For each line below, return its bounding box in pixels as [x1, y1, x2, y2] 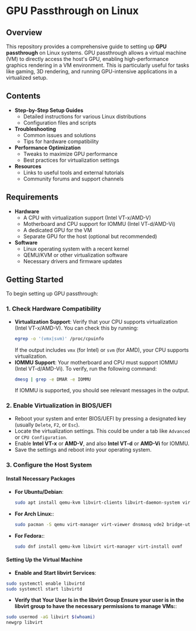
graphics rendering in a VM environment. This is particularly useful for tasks [6, 62, 190, 69]
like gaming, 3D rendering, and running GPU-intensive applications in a [6, 68, 177, 74]
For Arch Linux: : [14, 510, 54, 517]
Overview [6, 28, 43, 38]
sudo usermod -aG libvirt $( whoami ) [6, 614, 95, 620]
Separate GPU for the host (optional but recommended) [23, 233, 157, 240]
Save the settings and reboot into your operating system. [14, 446, 152, 453]
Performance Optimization [14, 144, 81, 151]
